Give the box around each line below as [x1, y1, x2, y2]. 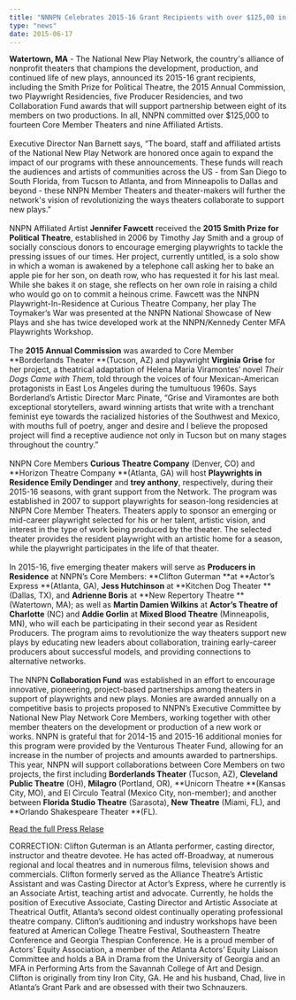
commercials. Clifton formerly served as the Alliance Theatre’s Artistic [9, 869, 263, 880]
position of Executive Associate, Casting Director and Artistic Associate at [9, 897, 278, 908]
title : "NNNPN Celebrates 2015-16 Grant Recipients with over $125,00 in [9, 12, 287, 22]
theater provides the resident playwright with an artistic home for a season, [9, 533, 283, 545]
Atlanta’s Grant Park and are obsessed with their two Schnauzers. [9, 982, 248, 993]
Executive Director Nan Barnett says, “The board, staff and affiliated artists [9, 138, 281, 149]
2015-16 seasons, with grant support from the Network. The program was [9, 486, 277, 497]
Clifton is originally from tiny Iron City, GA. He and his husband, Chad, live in [9, 973, 285, 983]
